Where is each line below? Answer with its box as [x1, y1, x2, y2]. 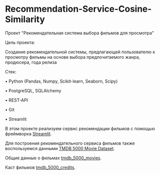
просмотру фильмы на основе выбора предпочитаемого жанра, [5, 54, 140, 60]
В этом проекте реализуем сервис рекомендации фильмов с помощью [5, 126, 155, 131]
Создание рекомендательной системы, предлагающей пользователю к [5, 49, 156, 55]
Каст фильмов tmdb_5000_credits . [5, 164, 76, 170]
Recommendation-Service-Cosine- [5, 3, 152, 15]
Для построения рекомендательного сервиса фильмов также [5, 140, 135, 146]
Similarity [5, 14, 45, 25]
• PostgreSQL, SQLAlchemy [5, 87, 62, 93]
